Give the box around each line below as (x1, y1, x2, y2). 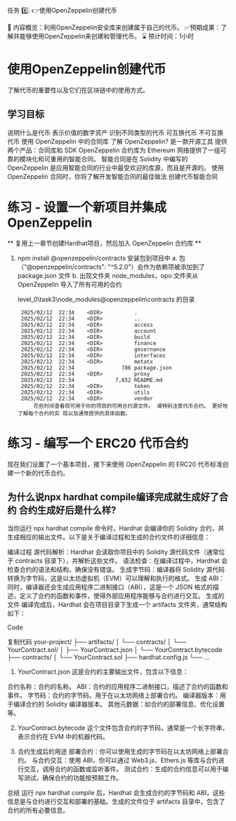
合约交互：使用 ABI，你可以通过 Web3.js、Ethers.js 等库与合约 (37, 756, 218, 765)
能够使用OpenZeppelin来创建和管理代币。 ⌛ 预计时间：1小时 (19, 32, 195, 40)
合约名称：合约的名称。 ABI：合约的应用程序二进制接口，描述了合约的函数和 (7, 683, 228, 691)
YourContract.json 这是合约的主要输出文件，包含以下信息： (17, 667, 189, 676)
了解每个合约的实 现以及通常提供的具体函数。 (17, 410, 131, 417)
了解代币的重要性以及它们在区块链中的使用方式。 (7, 86, 149, 94)
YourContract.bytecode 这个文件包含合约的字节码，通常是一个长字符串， (17, 723, 229, 732)
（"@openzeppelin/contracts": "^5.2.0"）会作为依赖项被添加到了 (17, 262, 205, 271)
